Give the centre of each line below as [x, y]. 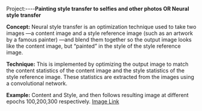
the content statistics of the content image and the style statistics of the [96, 71]
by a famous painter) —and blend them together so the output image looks [99, 40]
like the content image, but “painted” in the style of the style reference [93, 46]
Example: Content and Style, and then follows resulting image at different [97, 95]
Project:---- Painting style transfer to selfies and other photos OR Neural [98, 9]
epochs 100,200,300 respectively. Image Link [63, 101]
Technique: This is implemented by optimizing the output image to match [97, 64]
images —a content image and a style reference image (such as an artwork [99, 33]
